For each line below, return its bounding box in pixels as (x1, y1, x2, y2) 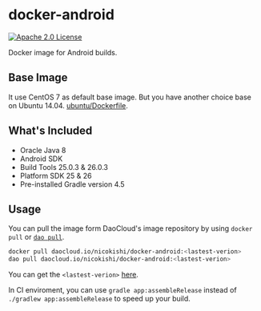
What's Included (8, 124, 93, 138)
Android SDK (19, 154, 63, 164)
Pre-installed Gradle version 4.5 (19, 179, 126, 189)
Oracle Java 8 (19, 145, 66, 155)
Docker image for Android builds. (8, 47, 118, 57)
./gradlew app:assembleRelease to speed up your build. (8, 294, 191, 304)
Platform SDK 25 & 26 (19, 171, 92, 180)
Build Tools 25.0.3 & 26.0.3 (19, 162, 109, 172)
